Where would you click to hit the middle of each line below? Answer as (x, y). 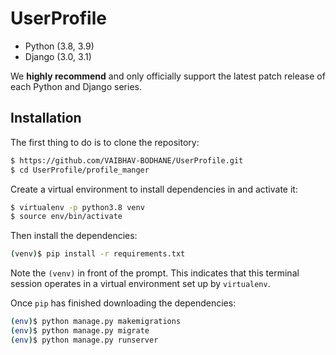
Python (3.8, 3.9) (59, 46)
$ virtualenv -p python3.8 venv (77, 207)
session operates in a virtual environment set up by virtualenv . (140, 284)
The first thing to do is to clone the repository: (105, 142)
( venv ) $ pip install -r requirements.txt (98, 254)
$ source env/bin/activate (66, 217)
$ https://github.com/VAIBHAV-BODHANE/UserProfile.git (127, 160)
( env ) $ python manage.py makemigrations (96, 322)
